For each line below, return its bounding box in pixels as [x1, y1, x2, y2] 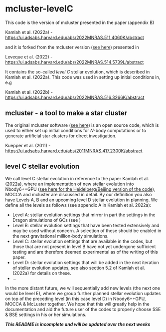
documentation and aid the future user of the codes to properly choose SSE [5, 306, 161, 312]
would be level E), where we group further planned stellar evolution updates [5, 290, 161, 296]
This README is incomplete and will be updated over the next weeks [5, 321, 151, 327]
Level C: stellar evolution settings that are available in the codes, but [12, 238, 153, 244]
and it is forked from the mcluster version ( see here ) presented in [5, 44, 139, 50]
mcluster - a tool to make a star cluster [5, 109, 128, 117]
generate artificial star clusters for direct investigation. [5, 133, 117, 139]
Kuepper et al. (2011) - [5, 142, 51, 148]
